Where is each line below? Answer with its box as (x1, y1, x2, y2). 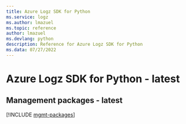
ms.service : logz (6, 14, 49, 20)
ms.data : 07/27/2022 (6, 47, 57, 53)
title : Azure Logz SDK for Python (6, 8, 91, 15)
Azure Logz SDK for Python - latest (6, 72, 180, 85)
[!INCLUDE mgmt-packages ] (6, 111, 75, 118)
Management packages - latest (6, 95, 123, 106)
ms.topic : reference (6, 25, 57, 31)
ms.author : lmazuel (6, 19, 54, 25)
